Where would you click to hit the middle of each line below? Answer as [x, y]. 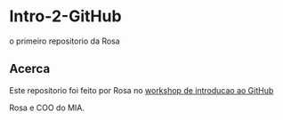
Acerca [30, 69]
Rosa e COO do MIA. [47, 108]
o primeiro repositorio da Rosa [65, 41]
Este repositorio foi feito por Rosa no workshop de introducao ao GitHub [141, 90]
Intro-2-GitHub [65, 16]
